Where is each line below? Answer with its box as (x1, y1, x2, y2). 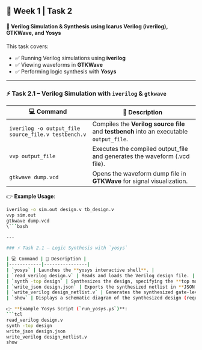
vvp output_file (9, 153, 56, 159)
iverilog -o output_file (9, 124, 81, 132)
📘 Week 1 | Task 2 (6, 6, 73, 16)
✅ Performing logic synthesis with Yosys (14, 67, 117, 75)
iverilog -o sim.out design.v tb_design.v (6, 206, 114, 212)
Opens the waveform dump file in (92, 169, 186, 177)
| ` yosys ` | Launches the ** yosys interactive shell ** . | (6, 267, 155, 273)
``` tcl (6, 312, 23, 318)
